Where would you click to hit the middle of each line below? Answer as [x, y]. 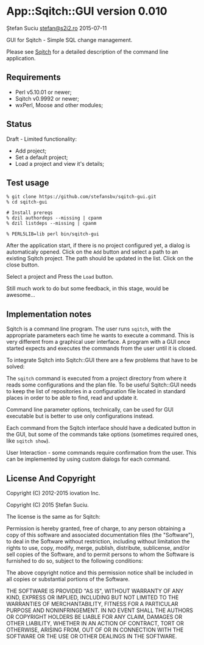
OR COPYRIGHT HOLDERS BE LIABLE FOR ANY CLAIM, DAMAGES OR [94, 617]
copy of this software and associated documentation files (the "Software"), [100, 535]
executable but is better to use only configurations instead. [80, 416]
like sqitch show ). [28, 441]
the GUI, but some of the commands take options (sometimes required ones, [102, 435]
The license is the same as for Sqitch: [53, 517]
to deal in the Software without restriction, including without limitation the [98, 541]
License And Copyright [51, 478]
